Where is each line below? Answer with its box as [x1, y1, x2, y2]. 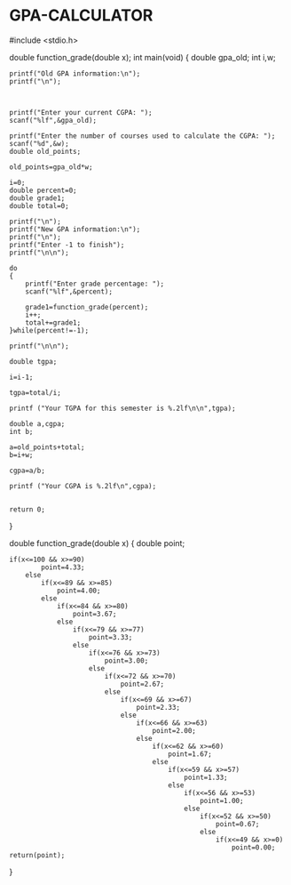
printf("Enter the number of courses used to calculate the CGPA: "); [9, 131, 276, 141]
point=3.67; [72, 609, 117, 618]
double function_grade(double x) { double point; [9, 537, 185, 548]
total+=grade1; [25, 318, 82, 327]
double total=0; [9, 201, 69, 210]
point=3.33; [88, 632, 133, 641]
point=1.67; [168, 749, 213, 759]
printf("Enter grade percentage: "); [25, 279, 165, 288]
